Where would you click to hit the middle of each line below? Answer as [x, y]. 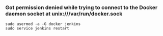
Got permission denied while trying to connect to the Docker [81, 7]
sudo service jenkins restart [37, 28]
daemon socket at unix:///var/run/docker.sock [64, 13]
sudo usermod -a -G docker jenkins [43, 24]
